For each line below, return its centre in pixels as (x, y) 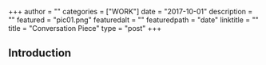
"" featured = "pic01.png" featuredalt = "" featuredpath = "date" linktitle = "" (134, 20)
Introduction (40, 54)
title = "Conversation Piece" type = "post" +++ (85, 28)
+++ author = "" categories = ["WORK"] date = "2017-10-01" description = (131, 11)
